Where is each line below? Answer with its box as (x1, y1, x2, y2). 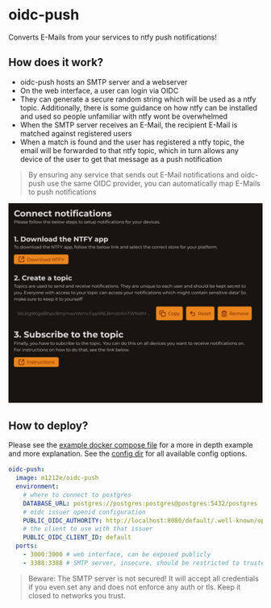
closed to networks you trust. (27, 590, 127, 600)
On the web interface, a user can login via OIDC (19, 85, 179, 95)
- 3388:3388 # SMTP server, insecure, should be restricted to (23, 559, 240, 567)
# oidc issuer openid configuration (23, 508, 147, 516)
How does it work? (8, 56, 104, 69)
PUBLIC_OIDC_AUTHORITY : (23, 516, 103, 525)
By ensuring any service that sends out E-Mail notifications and (27, 169, 240, 179)
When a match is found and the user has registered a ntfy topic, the (19, 137, 244, 147)
